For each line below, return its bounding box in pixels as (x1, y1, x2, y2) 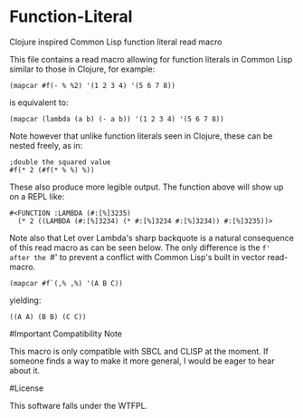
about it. (9, 365, 41, 375)
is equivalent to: (9, 97, 69, 108)
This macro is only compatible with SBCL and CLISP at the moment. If (9, 345, 269, 356)
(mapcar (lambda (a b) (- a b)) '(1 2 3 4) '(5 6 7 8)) (9, 114, 224, 123)
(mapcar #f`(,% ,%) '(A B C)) (9, 278, 124, 287)
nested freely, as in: (9, 140, 83, 151)
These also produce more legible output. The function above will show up (9, 181, 284, 192)
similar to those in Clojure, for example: (9, 63, 156, 74)
